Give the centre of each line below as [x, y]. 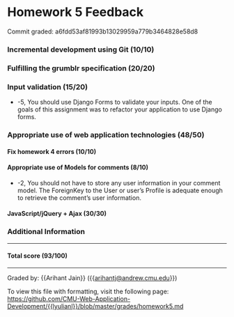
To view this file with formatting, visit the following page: [88, 291]
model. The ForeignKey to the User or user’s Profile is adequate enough [120, 190]
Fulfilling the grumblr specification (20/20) [81, 68]
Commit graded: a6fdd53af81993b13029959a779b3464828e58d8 [103, 31]
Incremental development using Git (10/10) [81, 49]
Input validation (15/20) [48, 86]
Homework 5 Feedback [76, 12]
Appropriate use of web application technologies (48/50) [106, 135]
